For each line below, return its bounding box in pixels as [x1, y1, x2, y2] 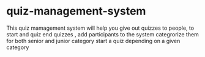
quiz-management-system [6, 4, 146, 18]
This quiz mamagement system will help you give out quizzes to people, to [6, 24, 195, 32]
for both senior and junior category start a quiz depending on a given [6, 37, 181, 44]
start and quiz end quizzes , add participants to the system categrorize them [6, 30, 199, 38]
